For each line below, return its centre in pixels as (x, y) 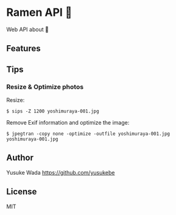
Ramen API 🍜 (39, 13)
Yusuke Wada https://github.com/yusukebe (61, 172)
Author (20, 158)
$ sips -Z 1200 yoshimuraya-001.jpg (53, 111)
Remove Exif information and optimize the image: (68, 123)
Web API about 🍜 (27, 29)
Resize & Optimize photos (45, 87)
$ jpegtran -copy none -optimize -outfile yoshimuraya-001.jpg (88, 134)
